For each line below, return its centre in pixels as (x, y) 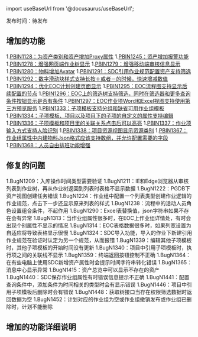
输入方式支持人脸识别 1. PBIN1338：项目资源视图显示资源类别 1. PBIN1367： (97, 130)
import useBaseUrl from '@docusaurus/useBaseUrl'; (70, 9)
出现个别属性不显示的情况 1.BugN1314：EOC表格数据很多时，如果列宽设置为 (99, 225)
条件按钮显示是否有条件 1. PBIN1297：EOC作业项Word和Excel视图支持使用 (96, 101)
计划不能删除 (37, 306)
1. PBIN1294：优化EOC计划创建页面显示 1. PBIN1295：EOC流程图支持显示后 (97, 86)
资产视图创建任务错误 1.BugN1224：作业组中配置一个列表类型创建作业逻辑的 (99, 196)
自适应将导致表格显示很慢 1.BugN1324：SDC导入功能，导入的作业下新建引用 (99, 232)
